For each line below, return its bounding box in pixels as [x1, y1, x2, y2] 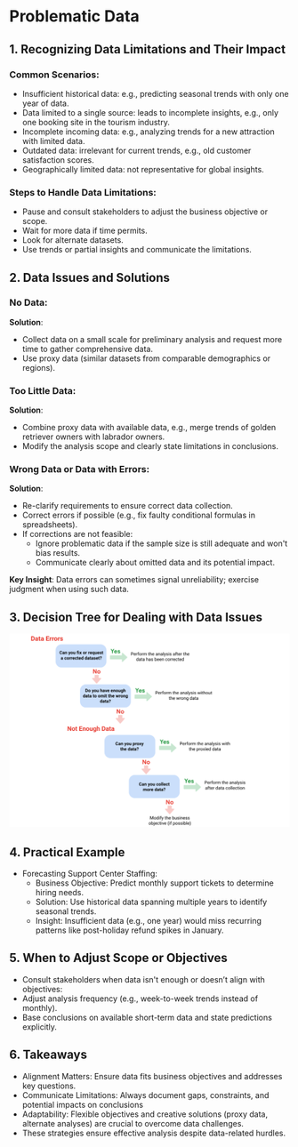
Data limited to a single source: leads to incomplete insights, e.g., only [21, 107, 278, 117]
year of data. [21, 98, 69, 108]
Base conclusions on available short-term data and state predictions [21, 1012, 273, 1023]
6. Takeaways [9, 1047, 87, 1063]
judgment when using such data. [9, 584, 129, 595]
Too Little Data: [9, 384, 77, 397]
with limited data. [21, 135, 85, 146]
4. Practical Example [9, 845, 125, 860]
